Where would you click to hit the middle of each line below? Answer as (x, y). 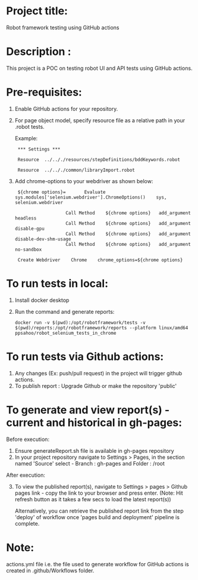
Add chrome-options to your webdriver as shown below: (84, 181)
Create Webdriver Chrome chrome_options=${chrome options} (100, 260)
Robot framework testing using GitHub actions (63, 27)
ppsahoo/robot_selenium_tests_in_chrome (65, 333)
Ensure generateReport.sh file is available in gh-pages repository (94, 451)
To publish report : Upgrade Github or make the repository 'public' (96, 385)
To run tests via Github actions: (85, 357)
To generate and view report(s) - (88, 410)
